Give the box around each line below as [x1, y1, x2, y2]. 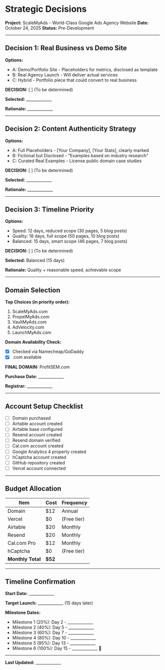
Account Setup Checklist [5, 402, 83, 410]
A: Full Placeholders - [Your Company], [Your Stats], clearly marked [12, 147, 149, 153]
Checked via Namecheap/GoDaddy [12, 349, 84, 354]
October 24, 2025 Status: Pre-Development [5, 25, 94, 31]
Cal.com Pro [7, 539, 36, 546]
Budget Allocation [5, 485, 61, 493]
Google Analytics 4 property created [12, 449, 86, 455]
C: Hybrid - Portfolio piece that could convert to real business [12, 77, 137, 83]
